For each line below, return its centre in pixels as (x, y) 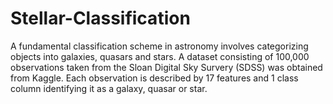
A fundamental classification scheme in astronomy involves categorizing (159, 46)
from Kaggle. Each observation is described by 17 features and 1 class (154, 78)
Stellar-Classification (100, 18)
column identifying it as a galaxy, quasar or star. (109, 88)
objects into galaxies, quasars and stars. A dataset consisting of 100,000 (160, 56)
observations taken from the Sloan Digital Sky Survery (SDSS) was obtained (166, 67)
